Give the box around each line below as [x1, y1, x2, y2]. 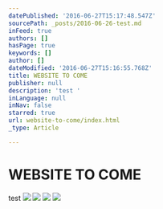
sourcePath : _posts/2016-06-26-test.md [8, 19, 142, 27]
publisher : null [8, 79, 63, 87]
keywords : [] [8, 49, 52, 57]
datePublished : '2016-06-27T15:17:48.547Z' [8, 11, 157, 20]
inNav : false [8, 101, 52, 109]
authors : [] [8, 34, 48, 43]
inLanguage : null [8, 94, 67, 102]
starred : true [8, 109, 56, 117]
